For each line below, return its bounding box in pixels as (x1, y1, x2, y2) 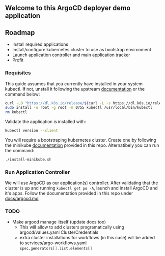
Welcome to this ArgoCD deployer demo (5, 4, 131, 12)
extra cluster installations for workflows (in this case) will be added (19, 235, 155, 241)
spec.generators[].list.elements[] (19, 246, 92, 251)
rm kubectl (5, 110, 27, 115)
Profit (12, 57, 24, 63)
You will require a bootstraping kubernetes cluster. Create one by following (5, 137, 156, 143)
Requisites (5, 69, 31, 76)
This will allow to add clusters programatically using (19, 224, 124, 230)
